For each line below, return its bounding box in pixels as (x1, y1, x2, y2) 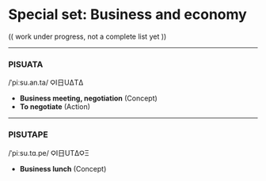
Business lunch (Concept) (19, 164, 107, 173)
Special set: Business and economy (8, 6, 247, 24)
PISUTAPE (8, 129, 49, 140)
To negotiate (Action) (19, 102, 91, 111)
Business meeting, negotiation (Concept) (19, 93, 158, 104)
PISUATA (8, 58, 44, 70)
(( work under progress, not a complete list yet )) (8, 32, 167, 41)
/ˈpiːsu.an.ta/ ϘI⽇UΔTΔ (8, 77, 84, 88)
